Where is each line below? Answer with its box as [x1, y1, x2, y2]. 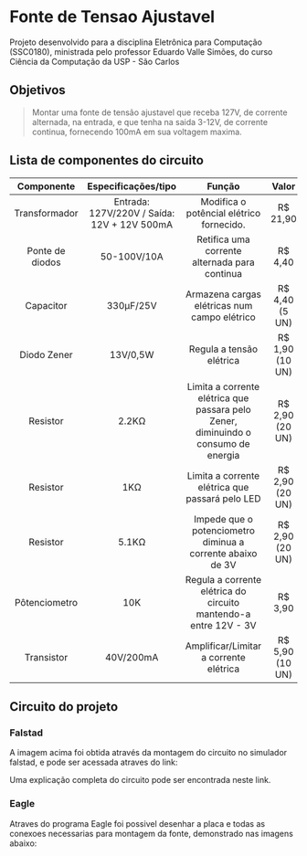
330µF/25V [106, 299, 157, 312]
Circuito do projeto [9, 699, 119, 714]
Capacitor [25, 299, 68, 312]
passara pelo [196, 403, 251, 416]
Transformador [14, 206, 79, 219]
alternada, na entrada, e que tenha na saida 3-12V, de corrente [31, 116, 268, 127]
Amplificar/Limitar [185, 639, 262, 652]
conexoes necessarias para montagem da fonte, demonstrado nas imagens [9, 828, 294, 839]
